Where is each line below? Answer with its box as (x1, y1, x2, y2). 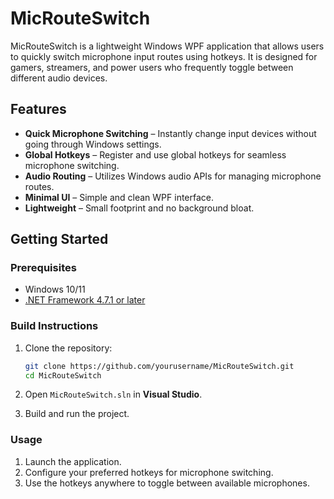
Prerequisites (10, 261, 77, 275)
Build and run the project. (24, 408, 130, 420)
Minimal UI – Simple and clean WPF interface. (24, 191, 215, 203)
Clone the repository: (24, 342, 113, 354)
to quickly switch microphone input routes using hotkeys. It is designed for (10, 50, 318, 62)
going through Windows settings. (24, 138, 162, 150)
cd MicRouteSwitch (24, 370, 102, 381)
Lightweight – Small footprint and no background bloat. (24, 202, 255, 214)
